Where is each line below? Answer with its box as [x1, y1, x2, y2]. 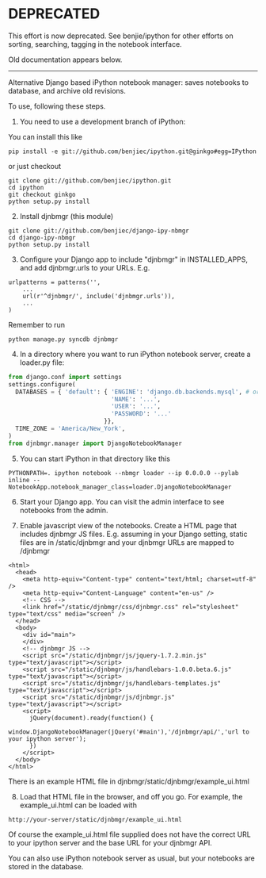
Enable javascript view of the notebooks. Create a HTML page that [19, 520, 237, 530]
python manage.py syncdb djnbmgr [8, 335, 119, 343]
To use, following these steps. [8, 101, 106, 111]
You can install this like [8, 132, 83, 141]
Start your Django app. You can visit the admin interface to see [19, 497, 225, 506]
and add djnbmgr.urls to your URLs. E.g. [19, 263, 150, 272]
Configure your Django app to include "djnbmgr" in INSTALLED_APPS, [19, 255, 248, 264]
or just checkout [8, 161, 62, 171]
